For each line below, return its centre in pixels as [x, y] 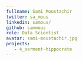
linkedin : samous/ [29, 22]
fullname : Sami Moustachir [39, 11]
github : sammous [26, 28]
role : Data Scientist [33, 33]
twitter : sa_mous [27, 17]
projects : [18, 44]
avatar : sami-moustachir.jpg [42, 38]
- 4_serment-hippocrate [43, 49]
